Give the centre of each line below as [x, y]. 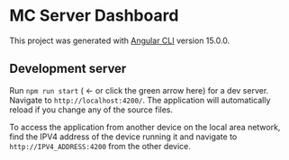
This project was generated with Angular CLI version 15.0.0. [120, 40]
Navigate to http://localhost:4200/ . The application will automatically [140, 100]
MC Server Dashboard [94, 16]
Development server [68, 69]
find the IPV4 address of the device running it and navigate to [123, 137]
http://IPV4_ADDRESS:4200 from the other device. [100, 146]
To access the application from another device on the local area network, [145, 127]
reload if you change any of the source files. [91, 110]
